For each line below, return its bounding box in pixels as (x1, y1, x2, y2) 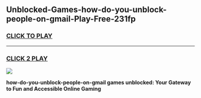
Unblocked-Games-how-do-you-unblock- (6, 5, 167, 15)
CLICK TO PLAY (6, 32, 53, 40)
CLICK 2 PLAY (6, 54, 48, 62)
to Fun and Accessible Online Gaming (6, 85, 102, 92)
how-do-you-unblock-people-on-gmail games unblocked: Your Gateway (6, 78, 191, 86)
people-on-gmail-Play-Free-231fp (6, 14, 136, 24)
